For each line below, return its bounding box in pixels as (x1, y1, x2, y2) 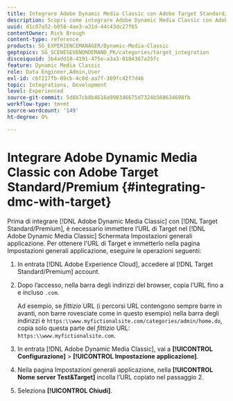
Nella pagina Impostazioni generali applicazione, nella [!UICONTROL (17, 366, 214, 374)
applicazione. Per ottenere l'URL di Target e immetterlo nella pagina (7, 239, 200, 247)
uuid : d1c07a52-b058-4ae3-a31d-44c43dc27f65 (7, 23, 138, 30)
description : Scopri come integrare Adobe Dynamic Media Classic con (7, 17, 213, 24)
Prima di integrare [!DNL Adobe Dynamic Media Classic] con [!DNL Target (7, 217, 218, 225)
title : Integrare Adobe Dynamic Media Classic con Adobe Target (7, 10, 197, 17)
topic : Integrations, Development (7, 81, 107, 88)
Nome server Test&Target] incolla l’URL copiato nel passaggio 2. (17, 373, 204, 381)
